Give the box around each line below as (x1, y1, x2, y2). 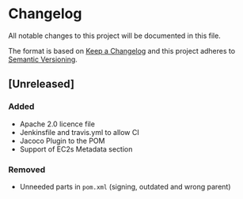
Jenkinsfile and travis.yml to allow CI (19, 127, 140, 137)
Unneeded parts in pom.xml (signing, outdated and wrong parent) (19, 182, 231, 191)
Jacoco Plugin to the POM (19, 136, 105, 145)
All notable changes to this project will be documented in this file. (8, 31, 222, 40)
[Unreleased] (8, 77, 75, 91)
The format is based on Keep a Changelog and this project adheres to (8, 46, 236, 55)
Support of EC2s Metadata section (19, 144, 133, 154)
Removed (8, 163, 46, 175)
